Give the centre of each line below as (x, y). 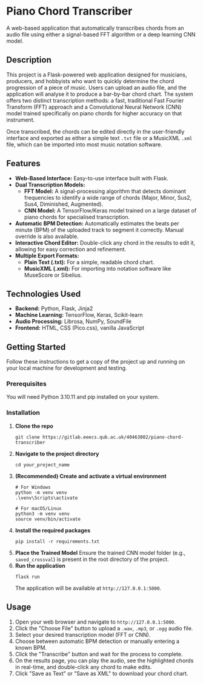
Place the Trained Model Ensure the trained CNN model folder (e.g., (100, 552)
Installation (23, 413)
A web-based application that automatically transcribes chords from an (95, 28)
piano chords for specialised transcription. (77, 217)
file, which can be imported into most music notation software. (84, 144)
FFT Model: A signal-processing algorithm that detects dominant (105, 191)
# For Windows (33, 487)
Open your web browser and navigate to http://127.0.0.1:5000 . (95, 622)
